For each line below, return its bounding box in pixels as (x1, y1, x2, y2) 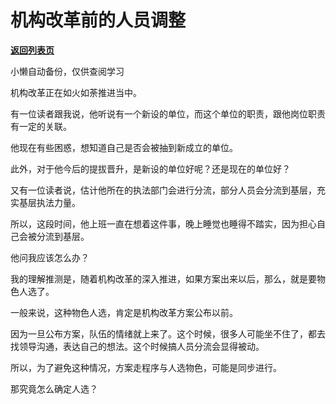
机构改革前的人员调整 (10, 9, 187, 32)
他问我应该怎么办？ (10, 251, 90, 263)
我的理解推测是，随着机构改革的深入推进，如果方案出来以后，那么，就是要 (10, 272, 317, 285)
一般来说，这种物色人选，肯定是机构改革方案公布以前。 (10, 306, 238, 318)
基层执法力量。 (18, 196, 81, 208)
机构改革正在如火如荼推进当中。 (10, 86, 142, 98)
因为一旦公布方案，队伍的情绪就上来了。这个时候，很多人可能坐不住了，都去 (10, 327, 326, 340)
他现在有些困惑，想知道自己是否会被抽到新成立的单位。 (10, 141, 238, 153)
